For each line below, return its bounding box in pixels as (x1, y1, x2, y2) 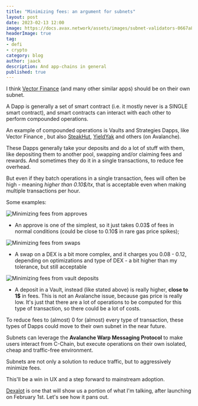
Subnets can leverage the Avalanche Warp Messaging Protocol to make (6, 334, 183, 341)
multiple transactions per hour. (6, 187, 81, 195)
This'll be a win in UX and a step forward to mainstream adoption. (6, 376, 165, 383)
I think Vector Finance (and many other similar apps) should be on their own (6, 85, 190, 92)
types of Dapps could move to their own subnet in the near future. (6, 323, 167, 330)
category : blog (6, 53, 44, 58)
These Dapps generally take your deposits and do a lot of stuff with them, (6, 145, 185, 152)
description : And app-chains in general (6, 63, 107, 70)
